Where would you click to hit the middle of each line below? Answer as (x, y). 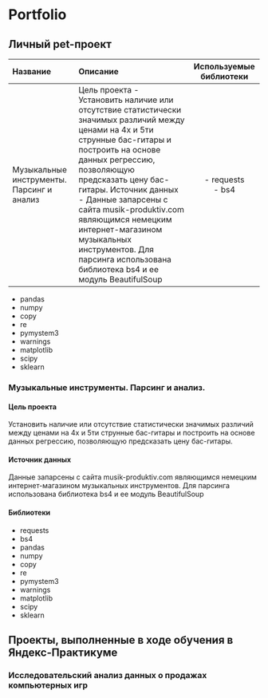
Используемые (224, 67)
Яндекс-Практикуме (63, 652)
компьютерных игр (48, 685)
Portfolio (37, 15)
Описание (99, 71)
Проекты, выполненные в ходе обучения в (121, 640)
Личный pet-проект (60, 44)
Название (32, 71)
